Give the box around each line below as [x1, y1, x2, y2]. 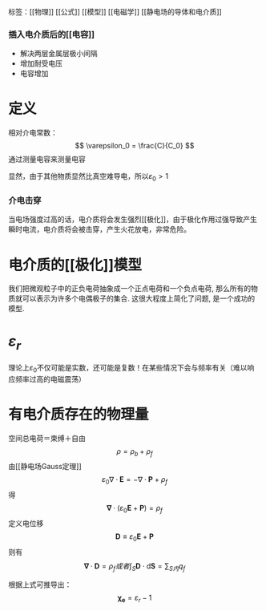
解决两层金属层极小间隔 [19, 49, 98, 59]
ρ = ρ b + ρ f [115, 446, 154, 458]
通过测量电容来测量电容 [8, 155, 86, 164]
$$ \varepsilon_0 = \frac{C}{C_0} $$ [75, 141, 195, 151]
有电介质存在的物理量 [8, 405, 150, 423]
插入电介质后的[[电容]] [8, 29, 95, 40]
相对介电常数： [8, 127, 58, 138]
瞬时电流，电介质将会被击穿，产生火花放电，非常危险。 [8, 225, 191, 234]
